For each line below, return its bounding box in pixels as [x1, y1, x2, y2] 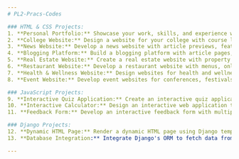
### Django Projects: [7, 121, 72, 128]
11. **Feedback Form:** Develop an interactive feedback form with [7, 109, 212, 116]
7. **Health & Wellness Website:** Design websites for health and [7, 69, 212, 77]
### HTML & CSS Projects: [7, 23, 84, 31]
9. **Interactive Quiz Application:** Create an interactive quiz [7, 95, 208, 103]
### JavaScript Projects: [7, 89, 84, 96]
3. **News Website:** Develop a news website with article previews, [7, 43, 218, 50]
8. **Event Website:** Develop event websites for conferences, [7, 76, 202, 83]
